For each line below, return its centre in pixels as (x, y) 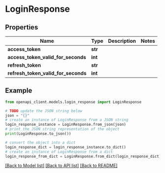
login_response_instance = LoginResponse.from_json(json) (66, 125)
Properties (22, 27)
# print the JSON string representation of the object (62, 129)
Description (122, 41)
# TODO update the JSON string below (44, 111)
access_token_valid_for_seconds (47, 57)
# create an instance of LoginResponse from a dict (59, 152)
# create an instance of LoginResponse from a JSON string (67, 120)
